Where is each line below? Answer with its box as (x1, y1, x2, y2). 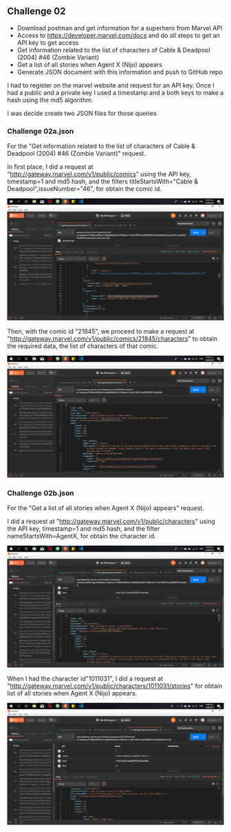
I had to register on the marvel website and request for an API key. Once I (7, 81, 214, 89)
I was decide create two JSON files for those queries (7, 109, 157, 117)
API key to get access (16, 38, 79, 47)
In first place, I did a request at (7, 163, 94, 171)
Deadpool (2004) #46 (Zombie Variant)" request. (7, 150, 146, 158)
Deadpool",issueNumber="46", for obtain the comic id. (7, 185, 162, 193)
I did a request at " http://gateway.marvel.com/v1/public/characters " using (7, 517, 215, 526)
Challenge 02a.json (7, 126, 74, 136)
